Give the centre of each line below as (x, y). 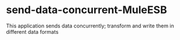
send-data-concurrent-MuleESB (87, 10)
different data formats (32, 31)
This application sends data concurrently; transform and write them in (90, 26)
